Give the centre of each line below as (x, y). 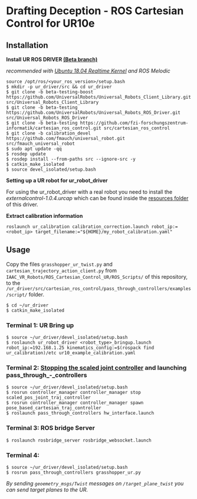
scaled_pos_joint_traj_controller (49, 398)
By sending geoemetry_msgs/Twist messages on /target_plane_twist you (95, 483)
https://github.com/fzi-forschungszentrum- (134, 123)
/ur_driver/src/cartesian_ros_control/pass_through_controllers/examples (99, 288)
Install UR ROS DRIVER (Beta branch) (52, 59)
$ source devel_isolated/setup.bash (51, 169)
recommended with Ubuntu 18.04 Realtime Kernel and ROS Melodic (88, 71)
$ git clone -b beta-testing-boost (50, 92)
